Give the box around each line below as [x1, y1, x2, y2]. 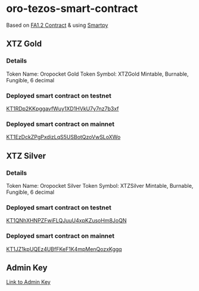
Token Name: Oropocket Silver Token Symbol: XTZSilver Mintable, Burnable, [6, 182, 194, 189]
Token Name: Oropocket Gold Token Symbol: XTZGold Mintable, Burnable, [6, 70, 189, 78]
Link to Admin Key [6, 278, 51, 286]
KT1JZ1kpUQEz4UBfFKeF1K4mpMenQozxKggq [6, 245, 122, 252]
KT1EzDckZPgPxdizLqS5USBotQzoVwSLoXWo [6, 134, 121, 141]
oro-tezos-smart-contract [6, 2, 138, 16]
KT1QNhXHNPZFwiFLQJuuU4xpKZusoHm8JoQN [6, 217, 127, 224]
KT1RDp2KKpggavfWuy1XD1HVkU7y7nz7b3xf [6, 105, 119, 112]
